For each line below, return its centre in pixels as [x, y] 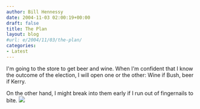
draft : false [23, 23]
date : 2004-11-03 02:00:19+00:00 [48, 18]
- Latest [17, 51]
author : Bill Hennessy [35, 12]
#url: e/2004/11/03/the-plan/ [44, 40]
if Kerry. [16, 81]
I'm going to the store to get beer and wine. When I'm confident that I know [100, 68]
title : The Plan [27, 29]
